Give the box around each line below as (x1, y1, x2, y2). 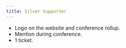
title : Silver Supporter (6, 8, 67, 14)
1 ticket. (14, 36, 33, 43)
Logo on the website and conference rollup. (14, 24, 120, 31)
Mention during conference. (14, 30, 83, 38)
